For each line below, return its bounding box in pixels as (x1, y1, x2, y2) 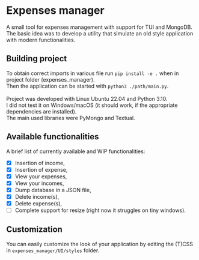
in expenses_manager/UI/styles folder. (6, 247, 100, 254)
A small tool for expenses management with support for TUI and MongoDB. (6, 23, 192, 31)
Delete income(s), (14, 193, 60, 200)
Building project (6, 53, 67, 64)
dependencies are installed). (6, 107, 77, 115)
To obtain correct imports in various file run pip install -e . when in (6, 70, 179, 77)
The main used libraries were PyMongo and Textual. (6, 114, 135, 121)
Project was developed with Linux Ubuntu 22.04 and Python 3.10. (6, 95, 168, 102)
